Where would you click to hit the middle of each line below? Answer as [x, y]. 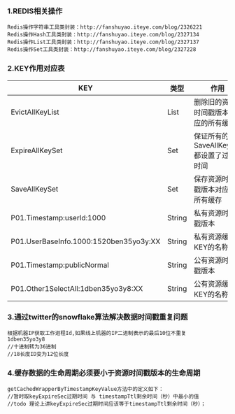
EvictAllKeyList [35, 112]
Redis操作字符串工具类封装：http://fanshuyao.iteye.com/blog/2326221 [105, 27]
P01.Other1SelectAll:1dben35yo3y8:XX [77, 288]
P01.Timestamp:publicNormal [60, 265]
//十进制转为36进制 [32, 347]
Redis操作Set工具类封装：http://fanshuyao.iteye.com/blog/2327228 [102, 50]
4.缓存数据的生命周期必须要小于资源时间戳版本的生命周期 [104, 373]
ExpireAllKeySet [37, 150]
